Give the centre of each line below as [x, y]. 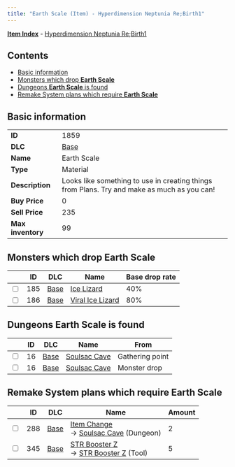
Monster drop [140, 368]
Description [31, 185]
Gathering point [143, 356]
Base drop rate [151, 277]
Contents [28, 56]
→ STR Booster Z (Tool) [109, 453]
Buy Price [27, 201]
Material [75, 170]
